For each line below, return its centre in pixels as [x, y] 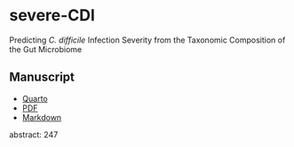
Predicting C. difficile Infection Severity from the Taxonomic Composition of [147, 40]
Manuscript [42, 77]
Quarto [35, 98]
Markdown [42, 117]
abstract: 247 [34, 135]
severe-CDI [52, 15]
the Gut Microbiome [46, 49]
